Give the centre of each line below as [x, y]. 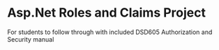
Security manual [31, 39]
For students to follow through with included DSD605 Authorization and [110, 32]
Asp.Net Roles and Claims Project [106, 13]
